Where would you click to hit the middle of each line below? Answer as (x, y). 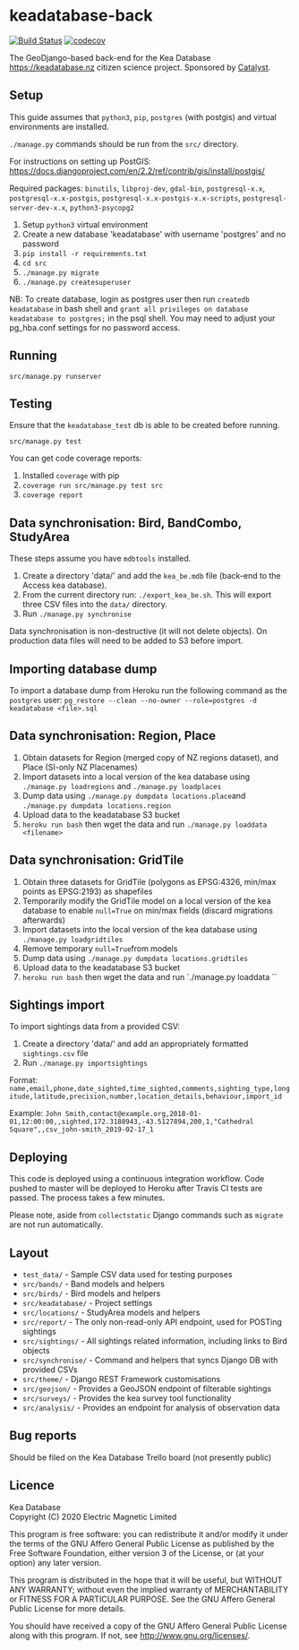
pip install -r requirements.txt (85, 254)
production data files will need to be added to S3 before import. (126, 640)
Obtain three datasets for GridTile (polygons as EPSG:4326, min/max (149, 881)
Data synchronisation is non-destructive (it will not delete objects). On (138, 632)
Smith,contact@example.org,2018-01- (134, 1114)
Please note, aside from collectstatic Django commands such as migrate (146, 1216)
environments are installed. (59, 126)
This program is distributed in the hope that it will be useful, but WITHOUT (146, 1580)
